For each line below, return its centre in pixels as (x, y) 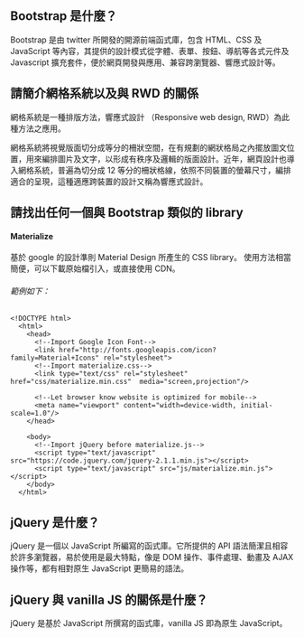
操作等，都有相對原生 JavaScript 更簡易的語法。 (100, 568)
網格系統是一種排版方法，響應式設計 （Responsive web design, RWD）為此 (150, 117)
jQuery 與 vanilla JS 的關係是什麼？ (109, 600)
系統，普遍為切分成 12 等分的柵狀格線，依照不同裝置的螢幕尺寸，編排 (163, 170)
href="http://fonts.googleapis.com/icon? (138, 351)
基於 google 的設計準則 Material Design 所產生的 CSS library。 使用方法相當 (151, 258)
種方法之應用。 (38, 128)
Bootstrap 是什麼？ (64, 16)
